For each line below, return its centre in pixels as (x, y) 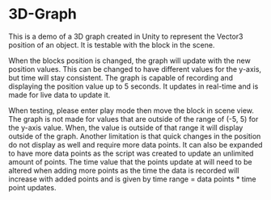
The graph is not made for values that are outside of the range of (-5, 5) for (133, 119)
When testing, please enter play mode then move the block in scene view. (131, 110)
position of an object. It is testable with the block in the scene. (112, 44)
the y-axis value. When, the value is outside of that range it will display (126, 127)
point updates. (32, 187)
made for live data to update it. (59, 94)
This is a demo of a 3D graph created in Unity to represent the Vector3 (126, 36)
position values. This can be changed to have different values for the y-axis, (135, 69)
